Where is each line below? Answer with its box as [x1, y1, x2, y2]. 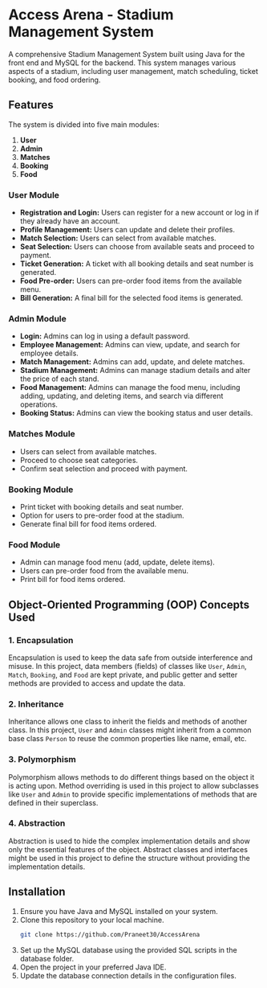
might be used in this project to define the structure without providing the [8, 853, 250, 863]
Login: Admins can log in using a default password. [19, 331, 191, 341]
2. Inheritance [8, 698, 64, 709]
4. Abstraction [8, 818, 66, 829]
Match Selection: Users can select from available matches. [19, 233, 216, 243]
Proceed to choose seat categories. [19, 455, 139, 465]
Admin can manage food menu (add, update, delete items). [19, 557, 215, 568]
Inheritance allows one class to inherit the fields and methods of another [8, 717, 248, 727]
